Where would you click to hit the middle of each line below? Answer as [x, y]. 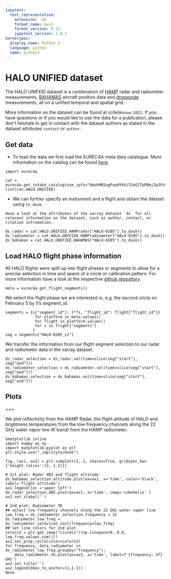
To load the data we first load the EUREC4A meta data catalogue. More [87, 157]
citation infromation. [29, 223]
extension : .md [31, 19]
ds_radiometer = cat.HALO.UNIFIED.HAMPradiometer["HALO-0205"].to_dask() [85, 236]
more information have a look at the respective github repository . [73, 279]
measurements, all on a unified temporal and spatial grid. [65, 103]
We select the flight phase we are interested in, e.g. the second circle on [81, 298]
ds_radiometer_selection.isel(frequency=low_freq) [60, 524]
